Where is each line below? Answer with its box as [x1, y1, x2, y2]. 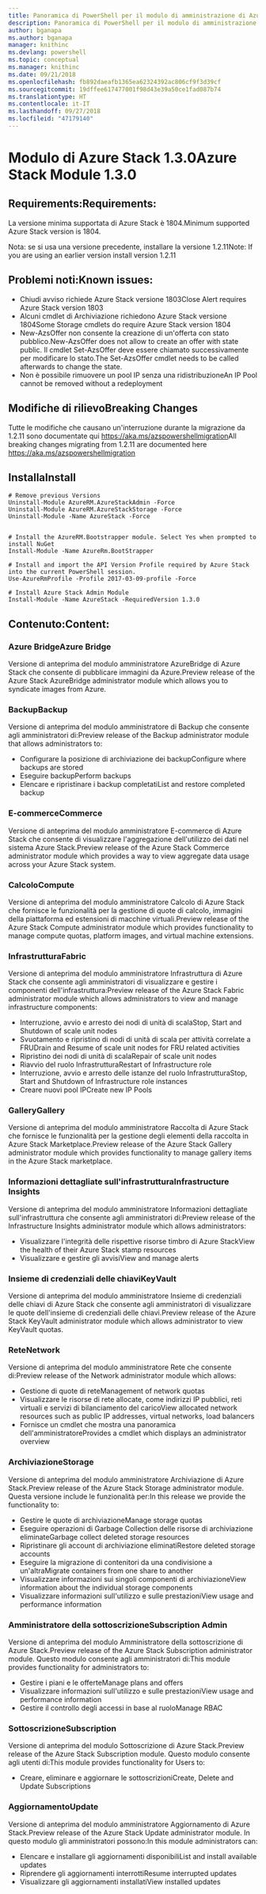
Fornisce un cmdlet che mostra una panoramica [19, 1420, 177, 1430]
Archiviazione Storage [8, 1457, 94, 1468]
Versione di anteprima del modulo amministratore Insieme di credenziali [8, 1291, 242, 1300]
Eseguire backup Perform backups [19, 771, 132, 781]
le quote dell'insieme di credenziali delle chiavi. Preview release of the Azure [8, 1308, 256, 1318]
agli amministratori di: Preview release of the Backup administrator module [8, 731, 249, 740]
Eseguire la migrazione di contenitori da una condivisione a [19, 1557, 213, 1567]
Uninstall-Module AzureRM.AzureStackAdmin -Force [8, 498, 176, 507]
